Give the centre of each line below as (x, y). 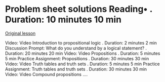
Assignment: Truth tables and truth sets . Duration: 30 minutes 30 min (76, 69)
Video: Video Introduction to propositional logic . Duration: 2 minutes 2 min (81, 42)
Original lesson (20, 33)
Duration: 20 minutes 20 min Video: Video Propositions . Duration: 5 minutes (83, 53)
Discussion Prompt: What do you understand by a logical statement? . (76, 48)
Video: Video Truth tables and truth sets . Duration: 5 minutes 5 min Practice (82, 64)
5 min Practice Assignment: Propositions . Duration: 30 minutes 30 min (77, 58)
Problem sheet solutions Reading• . (79, 9)
